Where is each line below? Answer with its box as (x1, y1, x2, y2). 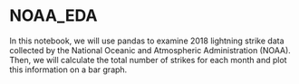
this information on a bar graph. (9, 64, 128, 75)
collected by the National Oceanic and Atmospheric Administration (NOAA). (9, 44, 292, 55)
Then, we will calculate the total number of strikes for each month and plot (9, 54, 287, 65)
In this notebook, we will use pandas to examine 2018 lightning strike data (9, 35, 285, 46)
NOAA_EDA (9, 5, 98, 26)
